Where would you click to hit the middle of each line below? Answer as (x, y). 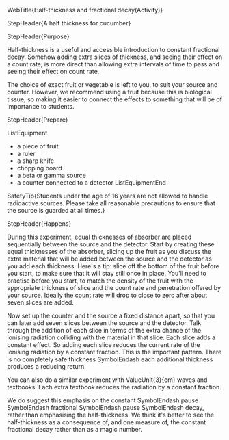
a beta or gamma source (52, 175)
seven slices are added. (40, 302)
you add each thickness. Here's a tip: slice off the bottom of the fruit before (113, 266)
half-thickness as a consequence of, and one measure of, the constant (107, 422)
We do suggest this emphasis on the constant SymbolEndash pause (103, 400)
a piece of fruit (38, 146)
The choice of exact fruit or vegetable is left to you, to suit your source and (112, 85)
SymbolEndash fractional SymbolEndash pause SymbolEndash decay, (106, 407)
